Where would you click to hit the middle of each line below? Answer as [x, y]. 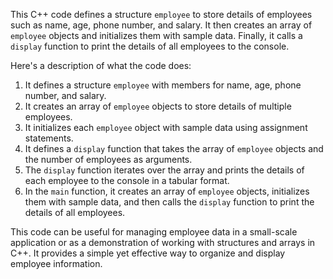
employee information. [56, 263]
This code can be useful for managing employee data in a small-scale [154, 232]
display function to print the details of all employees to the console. [150, 46]
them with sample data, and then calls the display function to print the [169, 202]
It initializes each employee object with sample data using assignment [166, 127]
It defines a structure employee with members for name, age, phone [163, 85]
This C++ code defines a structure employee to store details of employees [161, 14]
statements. [49, 138]
